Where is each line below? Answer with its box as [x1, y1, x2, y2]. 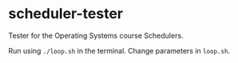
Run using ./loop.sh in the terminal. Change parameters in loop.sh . [8, 46, 230, 55]
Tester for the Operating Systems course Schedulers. [8, 31, 184, 40]
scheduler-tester [8, 5, 124, 23]
